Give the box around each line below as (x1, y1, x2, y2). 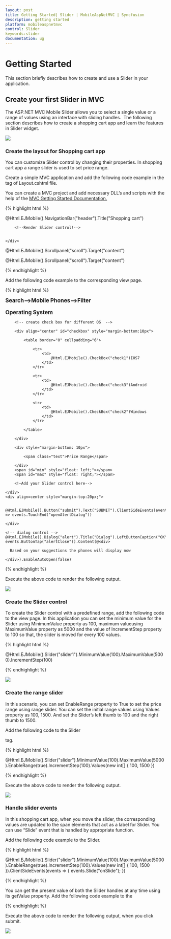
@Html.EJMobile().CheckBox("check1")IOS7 (50, 355, 140, 361)
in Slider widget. (5, 125, 40, 131)
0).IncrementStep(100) (5, 657, 53, 663)
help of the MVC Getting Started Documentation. (5, 195, 107, 201)
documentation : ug (5, 36, 44, 41)
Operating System (5, 309, 53, 316)
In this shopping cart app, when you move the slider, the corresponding (5, 816, 155, 822)
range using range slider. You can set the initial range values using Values (5, 706, 160, 712)
